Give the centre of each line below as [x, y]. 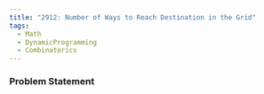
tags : [19, 26]
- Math [29, 34]
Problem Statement [52, 82]
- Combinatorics [47, 51]
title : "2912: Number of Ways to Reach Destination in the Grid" [132, 17]
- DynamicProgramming [57, 42]
